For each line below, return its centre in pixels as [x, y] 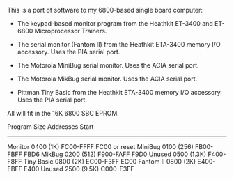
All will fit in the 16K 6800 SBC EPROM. [63, 113]
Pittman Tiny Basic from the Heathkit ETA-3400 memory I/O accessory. [120, 92]
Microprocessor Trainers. [71, 31]
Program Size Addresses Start [50, 127]
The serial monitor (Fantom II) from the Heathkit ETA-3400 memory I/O [119, 44]
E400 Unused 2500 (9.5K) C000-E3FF [79, 169]
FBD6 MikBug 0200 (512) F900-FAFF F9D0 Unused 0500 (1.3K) [115, 154]
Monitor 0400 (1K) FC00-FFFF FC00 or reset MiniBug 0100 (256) [100, 147]
